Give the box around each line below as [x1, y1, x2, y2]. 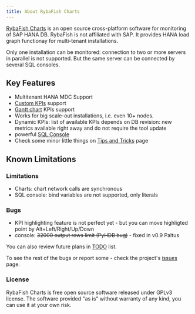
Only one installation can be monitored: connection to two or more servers [6, 48, 186, 56]
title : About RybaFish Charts [6, 8, 80, 15]
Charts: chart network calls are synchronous [14, 185, 123, 193]
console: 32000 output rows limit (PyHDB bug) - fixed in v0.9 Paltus [14, 232, 180, 239]
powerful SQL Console [14, 131, 69, 138]
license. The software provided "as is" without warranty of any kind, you [6, 295, 181, 302]
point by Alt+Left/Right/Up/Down [14, 225, 95, 232]
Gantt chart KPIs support [14, 106, 75, 113]
